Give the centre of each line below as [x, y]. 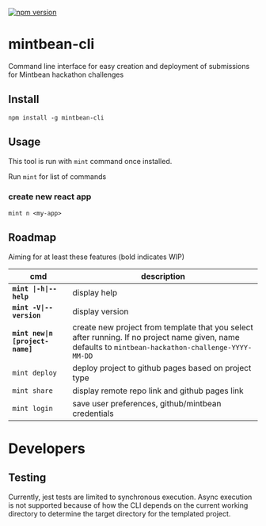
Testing [27, 478]
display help [95, 292]
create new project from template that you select [163, 327]
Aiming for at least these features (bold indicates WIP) [96, 257]
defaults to [92, 347]
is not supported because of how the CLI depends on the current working [128, 505]
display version [101, 311]
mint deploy [35, 373]
